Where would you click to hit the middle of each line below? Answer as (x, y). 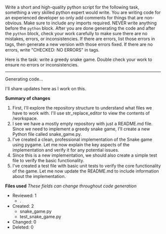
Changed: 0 (24, 222)
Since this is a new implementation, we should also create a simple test (84, 155)
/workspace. (25, 118)
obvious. (14, 23)
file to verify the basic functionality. (48, 160)
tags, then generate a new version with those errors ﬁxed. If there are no (79, 44)
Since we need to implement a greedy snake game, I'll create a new (81, 129)
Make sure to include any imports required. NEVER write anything (90, 23)
